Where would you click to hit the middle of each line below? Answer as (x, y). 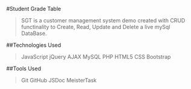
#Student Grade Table (34, 9)
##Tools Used (24, 68)
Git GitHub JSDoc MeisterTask (59, 80)
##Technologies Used (34, 45)
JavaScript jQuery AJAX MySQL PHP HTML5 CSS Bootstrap (96, 57)
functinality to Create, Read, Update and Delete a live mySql (95, 27)
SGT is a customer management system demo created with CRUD (103, 20)
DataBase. (34, 33)
